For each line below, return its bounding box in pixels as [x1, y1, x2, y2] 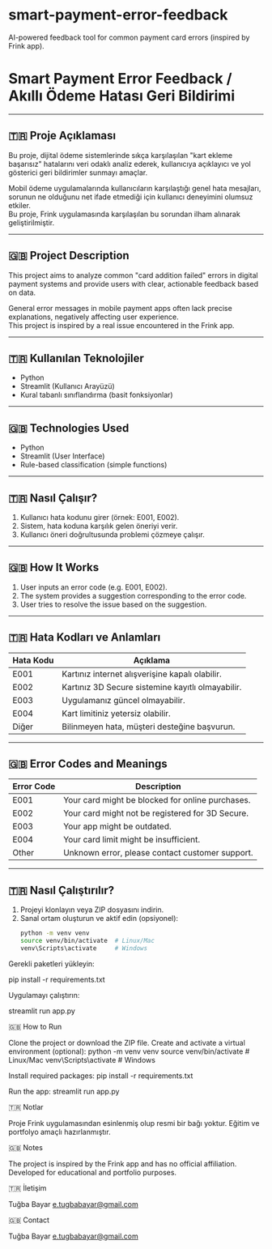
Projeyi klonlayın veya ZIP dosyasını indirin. [19, 905, 164, 914]
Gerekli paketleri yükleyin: [8, 958, 95, 969]
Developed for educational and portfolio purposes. [8, 1167, 176, 1177]
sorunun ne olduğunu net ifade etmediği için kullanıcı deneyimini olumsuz [8, 192, 253, 202]
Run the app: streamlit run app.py [8, 1086, 120, 1096]
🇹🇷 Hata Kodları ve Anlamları [8, 630, 161, 645]
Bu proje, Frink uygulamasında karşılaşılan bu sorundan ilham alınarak [8, 209, 240, 219]
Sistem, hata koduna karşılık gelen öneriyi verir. [19, 521, 178, 531]
